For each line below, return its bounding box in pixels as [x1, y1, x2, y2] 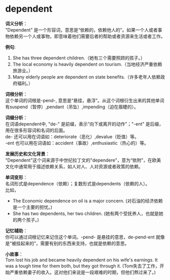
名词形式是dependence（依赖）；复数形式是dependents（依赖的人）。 [5, 180, 150, 186]
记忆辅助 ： [5, 227, 28, 234]
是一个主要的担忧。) [12, 204, 52, 210]
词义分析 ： [5, 20, 28, 26]
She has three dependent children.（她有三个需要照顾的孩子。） [12, 54, 146, 61]
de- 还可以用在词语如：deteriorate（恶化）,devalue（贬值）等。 [5, 133, 140, 140]
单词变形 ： [5, 174, 28, 180]
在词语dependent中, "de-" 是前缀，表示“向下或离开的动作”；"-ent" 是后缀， [5, 120, 164, 127]
